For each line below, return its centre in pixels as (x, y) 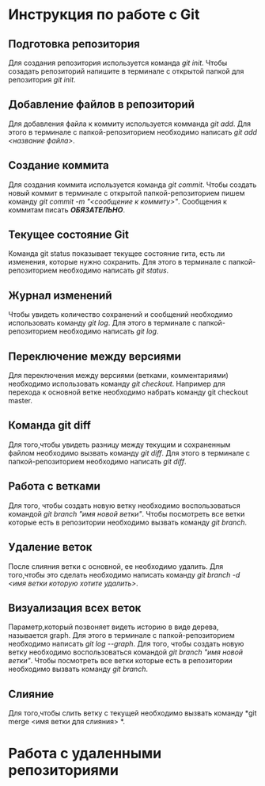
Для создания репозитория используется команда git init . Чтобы (118, 63)
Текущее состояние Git (68, 235)
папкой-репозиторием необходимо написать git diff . (98, 461)
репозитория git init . (42, 80)
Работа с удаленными (85, 754)
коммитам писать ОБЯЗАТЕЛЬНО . (66, 210)
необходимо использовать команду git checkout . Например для (117, 384)
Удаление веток (50, 547)
